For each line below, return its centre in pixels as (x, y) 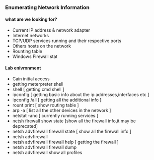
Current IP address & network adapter (51, 30)
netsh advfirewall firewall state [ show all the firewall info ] (72, 132)
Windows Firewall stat (35, 56)
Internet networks (31, 36)
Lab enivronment (23, 68)
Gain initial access (31, 79)
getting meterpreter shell (38, 84)
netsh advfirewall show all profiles (47, 153)
